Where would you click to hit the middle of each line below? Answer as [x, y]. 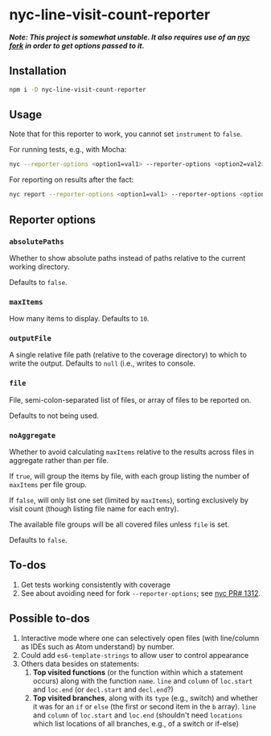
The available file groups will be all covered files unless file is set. [119, 524]
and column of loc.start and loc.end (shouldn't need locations [138, 715]
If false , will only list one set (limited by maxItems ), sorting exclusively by [129, 500]
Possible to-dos [50, 619]
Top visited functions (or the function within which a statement [138, 672]
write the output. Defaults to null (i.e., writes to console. [103, 363]
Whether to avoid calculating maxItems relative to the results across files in [131, 452]
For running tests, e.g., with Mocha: [68, 150]
